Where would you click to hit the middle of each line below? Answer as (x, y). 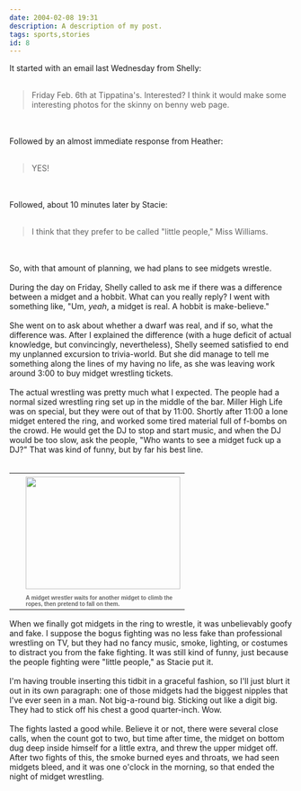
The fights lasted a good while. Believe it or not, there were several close (144, 729)
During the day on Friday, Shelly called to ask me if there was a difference (146, 288)
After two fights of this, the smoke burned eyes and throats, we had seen (145, 758)
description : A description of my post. (86, 26)
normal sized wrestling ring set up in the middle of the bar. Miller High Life (146, 402)
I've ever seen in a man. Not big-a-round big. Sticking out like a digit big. (144, 700)
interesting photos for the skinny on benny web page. (130, 105)
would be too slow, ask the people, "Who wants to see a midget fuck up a (145, 440)
